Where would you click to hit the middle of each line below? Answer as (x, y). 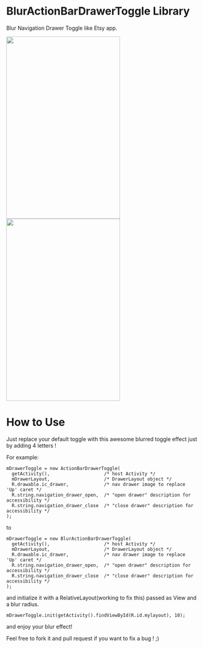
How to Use (36, 422)
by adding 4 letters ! (31, 445)
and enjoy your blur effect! (39, 626)
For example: (23, 457)
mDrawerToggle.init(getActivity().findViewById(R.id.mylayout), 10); (96, 615)
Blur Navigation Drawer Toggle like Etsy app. (62, 28)
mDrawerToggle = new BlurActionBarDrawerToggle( (69, 539)
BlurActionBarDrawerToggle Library (98, 11)
